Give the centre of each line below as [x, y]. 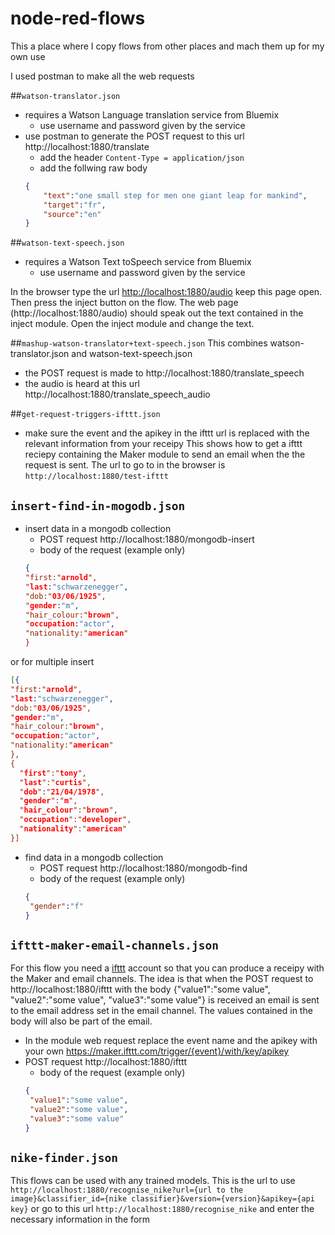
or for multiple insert [52, 661]
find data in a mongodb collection [94, 857]
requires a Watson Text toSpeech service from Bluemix [138, 262]
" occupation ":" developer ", [75, 820]
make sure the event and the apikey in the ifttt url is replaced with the [167, 433]
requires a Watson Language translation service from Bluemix [152, 114]
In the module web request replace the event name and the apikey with [171, 1041]
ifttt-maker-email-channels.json [115, 945]
